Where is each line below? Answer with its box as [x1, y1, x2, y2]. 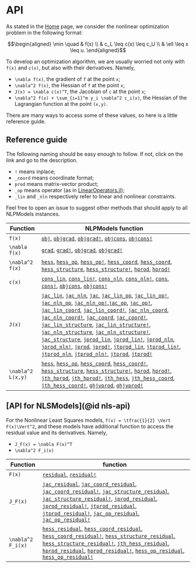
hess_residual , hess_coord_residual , [42, 524, 143, 532]
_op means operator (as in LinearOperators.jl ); [14, 187, 125, 194]
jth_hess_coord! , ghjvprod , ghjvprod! [41, 381, 144, 389]
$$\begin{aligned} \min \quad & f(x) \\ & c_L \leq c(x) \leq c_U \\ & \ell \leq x [8, 40, 188, 47]
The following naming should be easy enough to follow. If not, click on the [6, 150, 184, 157]
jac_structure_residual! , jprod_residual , [42, 494, 158, 502]
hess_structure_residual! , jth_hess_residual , [42, 539, 170, 547]
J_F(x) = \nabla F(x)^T [14, 441, 73, 447]
